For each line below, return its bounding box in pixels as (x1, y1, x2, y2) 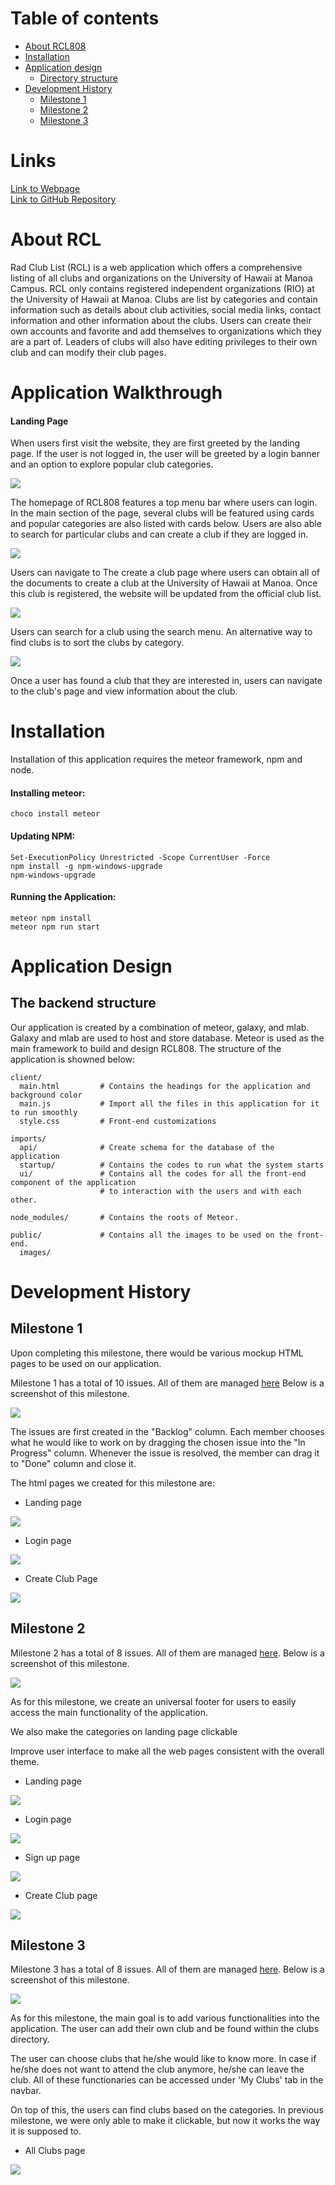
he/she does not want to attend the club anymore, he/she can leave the (10, 2063, 305, 2076)
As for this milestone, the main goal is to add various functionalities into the (10, 2012, 320, 2024)
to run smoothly (10, 1107, 78, 1117)
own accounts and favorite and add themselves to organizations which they (10, 325, 322, 337)
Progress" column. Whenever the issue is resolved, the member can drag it (10, 1447, 320, 1459)
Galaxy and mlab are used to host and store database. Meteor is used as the (10, 1032, 325, 1044)
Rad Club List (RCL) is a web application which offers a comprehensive (10, 261, 303, 273)
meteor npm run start (10, 922, 101, 932)
